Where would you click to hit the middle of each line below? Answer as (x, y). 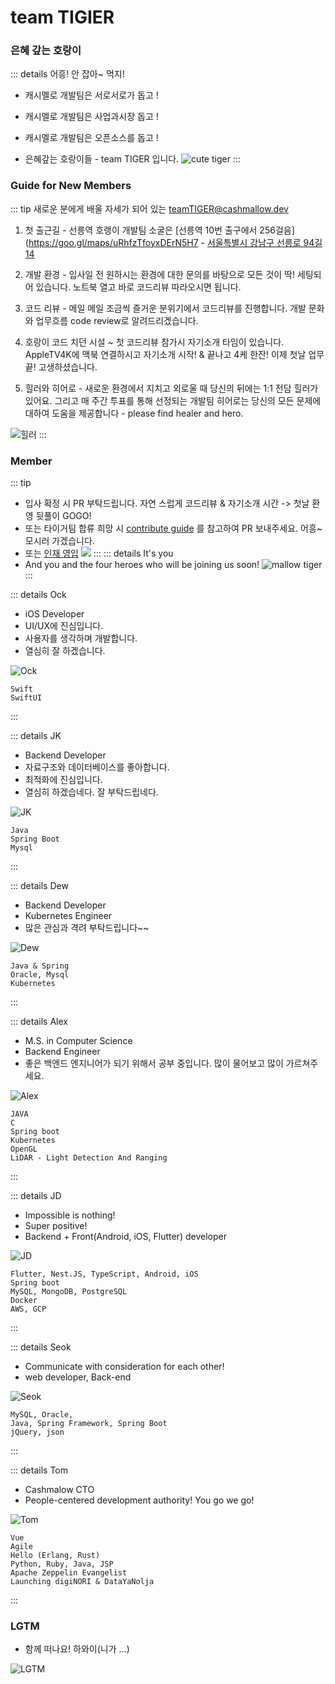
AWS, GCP (28, 1309)
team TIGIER (62, 17)
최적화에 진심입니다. (63, 780)
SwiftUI (26, 698)
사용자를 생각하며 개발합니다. (81, 638)
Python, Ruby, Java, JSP (62, 1564)
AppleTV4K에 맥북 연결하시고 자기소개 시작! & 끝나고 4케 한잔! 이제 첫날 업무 (174, 354)
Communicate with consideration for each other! (124, 1367)
